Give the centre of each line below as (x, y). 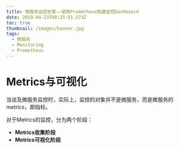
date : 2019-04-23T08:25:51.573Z (46, 17)
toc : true (18, 23)
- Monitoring (28, 45)
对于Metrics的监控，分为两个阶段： (50, 119)
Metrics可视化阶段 (38, 139)
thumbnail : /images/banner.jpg (45, 28)
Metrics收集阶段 (35, 132)
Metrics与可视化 (47, 82)
